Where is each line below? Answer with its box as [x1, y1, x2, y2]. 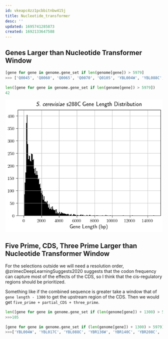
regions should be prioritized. [5, 278, 66, 285]
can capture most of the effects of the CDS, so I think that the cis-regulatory [5, 273, 162, 279]
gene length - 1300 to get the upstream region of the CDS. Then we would [5, 293, 159, 300]
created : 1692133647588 [5, 29, 55, 35]
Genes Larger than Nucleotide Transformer [5, 48, 142, 57]
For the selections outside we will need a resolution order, [5, 263, 124, 269]
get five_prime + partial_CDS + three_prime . [5, 299, 100, 305]
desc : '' [5, 19, 23, 24]
